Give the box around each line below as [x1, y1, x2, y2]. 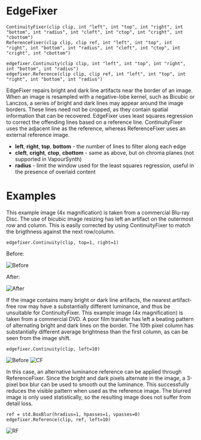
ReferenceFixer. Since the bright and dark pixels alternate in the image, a [6, 374, 185, 381]
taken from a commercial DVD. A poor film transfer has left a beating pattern [6, 315, 194, 322]
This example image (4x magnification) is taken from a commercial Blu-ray [6, 209, 190, 216]
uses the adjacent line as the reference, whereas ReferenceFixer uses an [6, 124, 186, 132]
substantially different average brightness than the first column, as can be [6, 328, 188, 335]
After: [6, 273, 20, 280]
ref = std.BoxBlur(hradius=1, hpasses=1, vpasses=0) [6, 411, 141, 417]
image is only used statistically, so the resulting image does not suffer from [6, 393, 191, 401]
